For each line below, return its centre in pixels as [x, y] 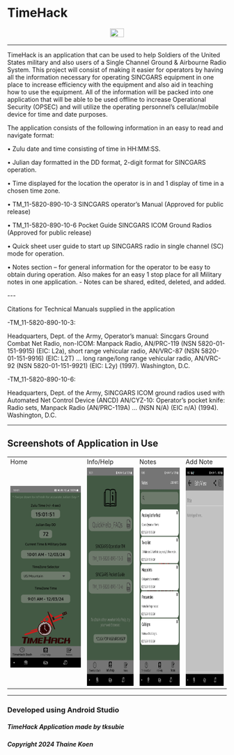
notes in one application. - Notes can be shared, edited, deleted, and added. [117, 281]
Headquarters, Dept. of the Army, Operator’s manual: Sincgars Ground [108, 336]
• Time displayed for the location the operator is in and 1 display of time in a [116, 183]
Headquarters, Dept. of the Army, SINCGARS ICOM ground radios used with [116, 393]
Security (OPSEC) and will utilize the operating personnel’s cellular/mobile [113, 107]
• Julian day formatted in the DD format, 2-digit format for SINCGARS [107, 162]
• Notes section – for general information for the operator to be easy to [109, 267]
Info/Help [100, 462]
